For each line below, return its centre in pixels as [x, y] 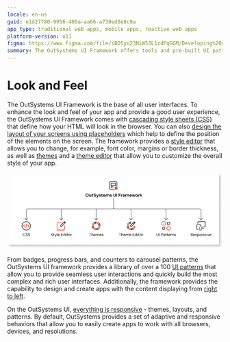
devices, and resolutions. [42, 331]
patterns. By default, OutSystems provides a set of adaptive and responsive [114, 317]
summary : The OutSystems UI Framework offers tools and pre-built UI [108, 51]
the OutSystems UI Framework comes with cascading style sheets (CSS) [110, 119]
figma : [16, 44]
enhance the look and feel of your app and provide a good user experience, [114, 112]
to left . [16, 296]
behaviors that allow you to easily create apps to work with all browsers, [109, 323]
